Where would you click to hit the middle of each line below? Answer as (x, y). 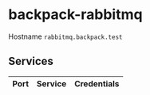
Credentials (97, 83)
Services (31, 61)
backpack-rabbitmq (75, 15)
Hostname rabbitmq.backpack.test (65, 36)
